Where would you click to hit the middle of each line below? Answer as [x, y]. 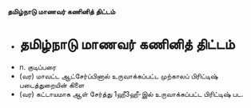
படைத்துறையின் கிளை [52, 85]
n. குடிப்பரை [38, 66]
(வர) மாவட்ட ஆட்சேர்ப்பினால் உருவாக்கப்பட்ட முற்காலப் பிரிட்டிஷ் [118, 76]
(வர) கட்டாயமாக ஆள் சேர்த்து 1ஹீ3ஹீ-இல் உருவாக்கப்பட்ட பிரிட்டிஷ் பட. [131, 94]
